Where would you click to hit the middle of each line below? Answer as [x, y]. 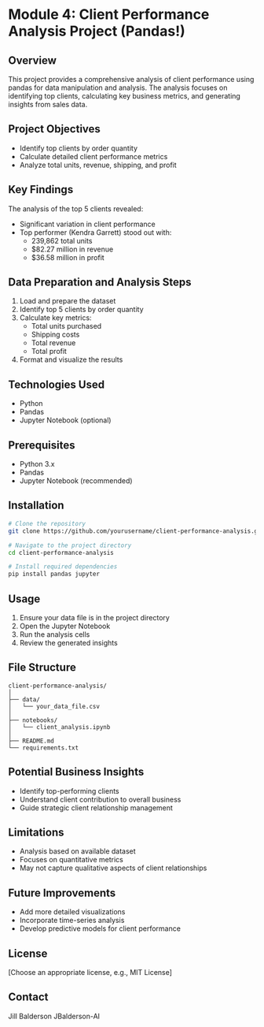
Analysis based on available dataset [77, 851]
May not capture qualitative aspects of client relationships [113, 868]
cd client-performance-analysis [61, 553]
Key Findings [41, 190]
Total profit [49, 352]
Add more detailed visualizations [72, 912]
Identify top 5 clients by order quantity [81, 310]
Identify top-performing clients [69, 791]
